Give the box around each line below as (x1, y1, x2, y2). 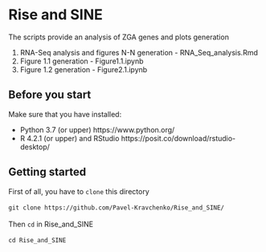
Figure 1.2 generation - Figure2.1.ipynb (19, 64, 148, 74)
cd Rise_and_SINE (8, 236, 67, 244)
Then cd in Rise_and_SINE (8, 219, 94, 229)
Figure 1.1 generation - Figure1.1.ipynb (19, 56, 144, 66)
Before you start (8, 88, 92, 102)
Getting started (8, 165, 87, 179)
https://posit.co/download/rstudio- (121, 133, 236, 143)
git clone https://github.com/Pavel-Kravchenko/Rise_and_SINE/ (8, 203, 225, 212)
